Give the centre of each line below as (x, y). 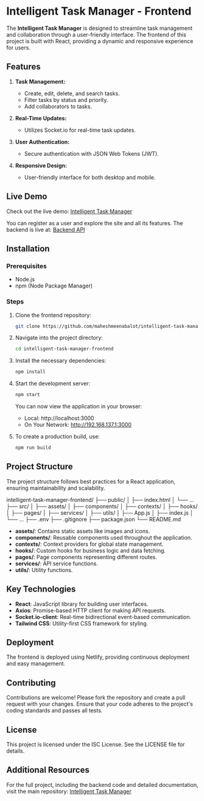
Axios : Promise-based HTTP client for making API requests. (90, 610)
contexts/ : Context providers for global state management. (89, 544)
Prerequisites (26, 266)
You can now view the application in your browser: (78, 407)
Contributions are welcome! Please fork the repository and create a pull (96, 698)
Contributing (31, 683)
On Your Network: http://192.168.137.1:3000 (78, 425)
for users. (18, 48)
